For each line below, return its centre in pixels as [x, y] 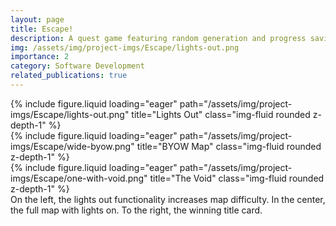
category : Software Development [77, 66]
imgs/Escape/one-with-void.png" [79, 178]
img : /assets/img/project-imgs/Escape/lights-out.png [125, 47]
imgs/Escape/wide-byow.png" [72, 146]
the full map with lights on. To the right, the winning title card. [136, 210]
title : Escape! [42, 29]
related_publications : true [69, 76]
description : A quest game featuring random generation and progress [158, 38]
